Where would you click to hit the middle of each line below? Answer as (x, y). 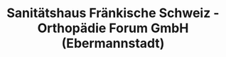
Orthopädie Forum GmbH (113, 28)
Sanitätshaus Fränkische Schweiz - (113, 13)
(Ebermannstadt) (113, 43)
